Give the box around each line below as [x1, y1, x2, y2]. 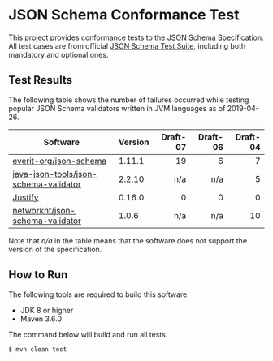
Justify [12, 191, 39, 203]
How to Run [8, 268, 68, 281]
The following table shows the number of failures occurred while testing [8, 95, 249, 105]
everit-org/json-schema [12, 155, 107, 166]
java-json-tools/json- [12, 168, 97, 179]
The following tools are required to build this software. [8, 290, 189, 299]
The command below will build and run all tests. [8, 329, 168, 339]
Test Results [8, 73, 73, 87]
